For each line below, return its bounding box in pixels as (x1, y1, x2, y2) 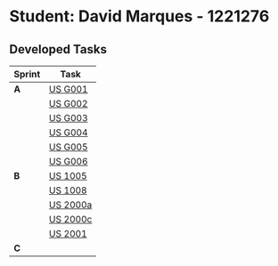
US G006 (48, 156, 88, 167)
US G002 (48, 98, 88, 109)
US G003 (48, 112, 88, 124)
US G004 (48, 126, 88, 139)
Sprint (13, 69, 41, 80)
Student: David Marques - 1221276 (9, 6, 270, 27)
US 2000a (48, 198, 93, 211)
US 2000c (48, 214, 93, 225)
